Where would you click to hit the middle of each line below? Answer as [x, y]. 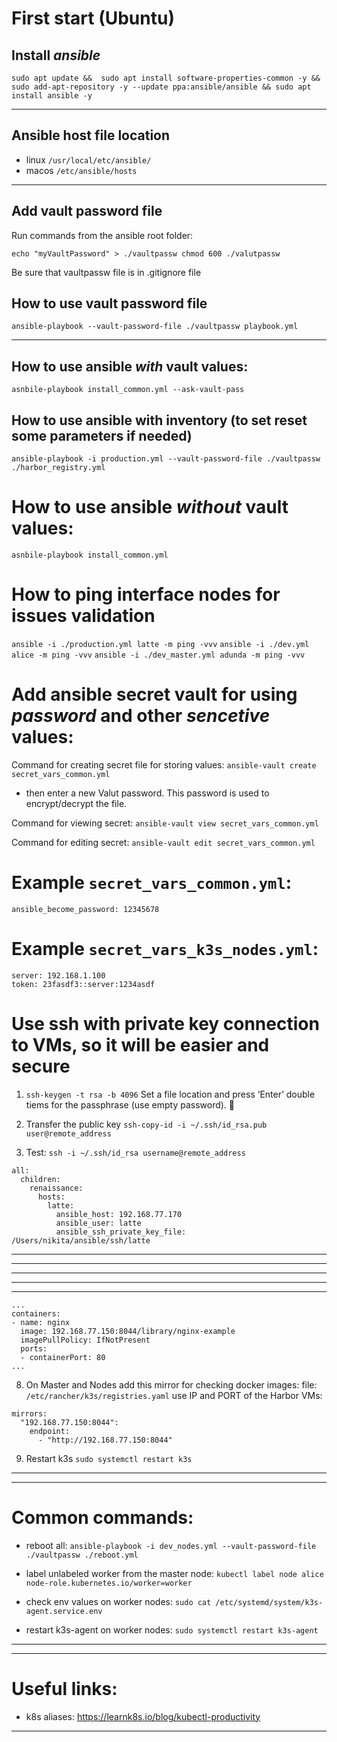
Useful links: [64, 1688]
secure [41, 1066]
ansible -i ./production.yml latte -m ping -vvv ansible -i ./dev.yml [160, 644]
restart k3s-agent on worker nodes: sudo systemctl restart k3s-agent [172, 1629]
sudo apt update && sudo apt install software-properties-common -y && [166, 78]
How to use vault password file [109, 303]
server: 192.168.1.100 [58, 975]
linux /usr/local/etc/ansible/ [88, 159]
